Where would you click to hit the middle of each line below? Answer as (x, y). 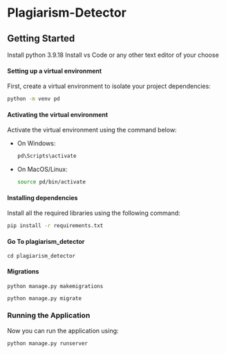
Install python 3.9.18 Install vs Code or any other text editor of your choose (113, 55)
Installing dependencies (43, 197)
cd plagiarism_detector (41, 256)
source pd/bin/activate (51, 182)
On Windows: (36, 143)
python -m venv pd (34, 99)
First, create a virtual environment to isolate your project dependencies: (109, 86)
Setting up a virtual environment (55, 71)
